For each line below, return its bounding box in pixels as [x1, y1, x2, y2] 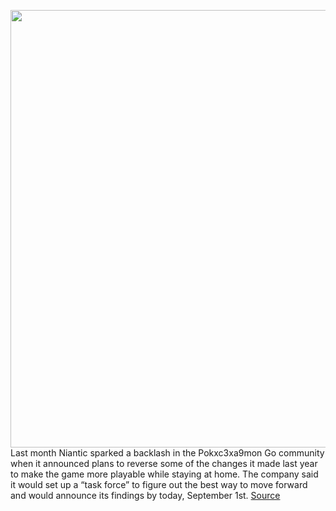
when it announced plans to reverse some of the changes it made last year [10, 458, 318, 469]
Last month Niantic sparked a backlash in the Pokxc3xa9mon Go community [10, 447, 325, 459]
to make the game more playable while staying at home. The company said [10, 468, 319, 480]
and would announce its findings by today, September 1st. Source [10, 490, 281, 501]
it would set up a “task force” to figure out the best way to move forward [10, 479, 308, 490]
